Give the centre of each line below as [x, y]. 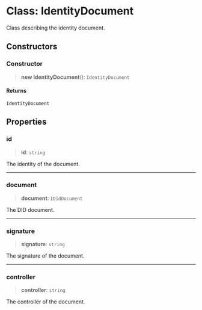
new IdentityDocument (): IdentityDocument [75, 77]
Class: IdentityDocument [70, 11]
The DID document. [30, 209]
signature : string [43, 244]
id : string [33, 152]
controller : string [43, 290]
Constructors [32, 47]
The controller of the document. [46, 302]
